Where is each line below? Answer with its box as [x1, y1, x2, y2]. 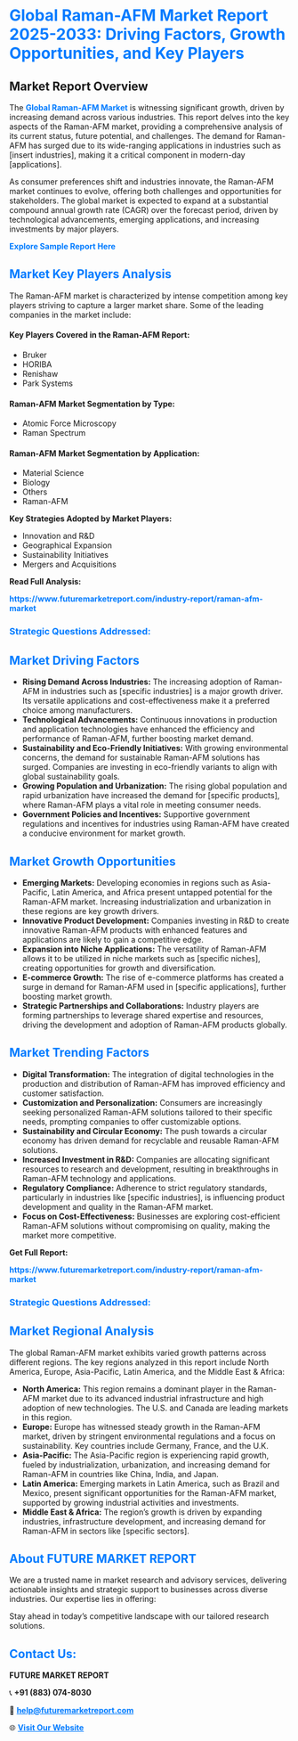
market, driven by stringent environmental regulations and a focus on [21, 1431, 276, 1442]
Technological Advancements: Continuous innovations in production [21, 715, 278, 725]
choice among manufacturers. [21, 705, 133, 715]
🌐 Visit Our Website [9, 1722, 85, 1733]
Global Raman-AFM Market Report [9, 5, 269, 26]
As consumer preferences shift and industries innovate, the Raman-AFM [9, 176, 274, 187]
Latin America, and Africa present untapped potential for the [52, 887, 273, 897]
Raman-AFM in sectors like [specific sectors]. [21, 1525, 189, 1536]
